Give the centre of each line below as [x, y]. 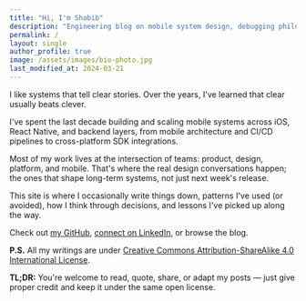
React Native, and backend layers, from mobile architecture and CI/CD [141, 131]
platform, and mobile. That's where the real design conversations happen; [148, 168]
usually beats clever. [48, 104]
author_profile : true [51, 52]
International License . [50, 259]
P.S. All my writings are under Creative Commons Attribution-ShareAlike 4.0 [152, 250]
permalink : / [34, 35]
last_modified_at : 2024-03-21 [67, 69]
